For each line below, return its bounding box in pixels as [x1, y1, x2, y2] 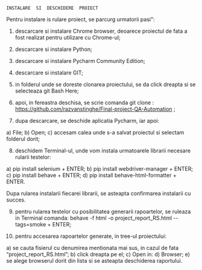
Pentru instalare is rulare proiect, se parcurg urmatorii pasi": [6, 16, 155, 23]
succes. [6, 196, 26, 203]
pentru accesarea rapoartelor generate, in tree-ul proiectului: [14, 232, 167, 240]
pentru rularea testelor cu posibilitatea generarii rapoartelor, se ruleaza [14, 208, 191, 215]
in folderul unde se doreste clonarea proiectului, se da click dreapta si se [14, 81, 196, 88]
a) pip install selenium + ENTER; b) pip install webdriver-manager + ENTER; [6, 165, 194, 172]
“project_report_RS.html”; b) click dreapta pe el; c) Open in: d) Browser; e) [6, 251, 191, 258]
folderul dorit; [6, 136, 40, 142]
